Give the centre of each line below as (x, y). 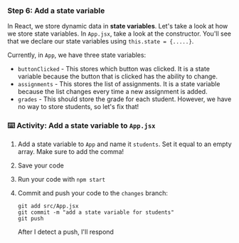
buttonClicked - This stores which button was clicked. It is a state (113, 69)
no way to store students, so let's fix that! (78, 107)
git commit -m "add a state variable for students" (96, 212)
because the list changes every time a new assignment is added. (112, 92)
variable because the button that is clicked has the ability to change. (118, 76)
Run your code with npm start (61, 179)
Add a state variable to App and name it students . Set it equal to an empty (124, 144)
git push (31, 218)
